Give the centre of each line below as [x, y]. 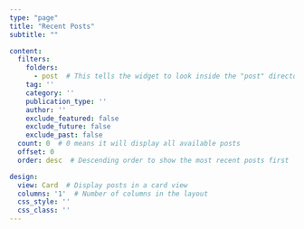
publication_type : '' [66, 101]
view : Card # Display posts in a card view [103, 185]
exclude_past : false [64, 135]
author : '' [46, 110]
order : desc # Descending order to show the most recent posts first [153, 160]
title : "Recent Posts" [52, 26]
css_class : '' [44, 210]
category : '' [50, 93]
